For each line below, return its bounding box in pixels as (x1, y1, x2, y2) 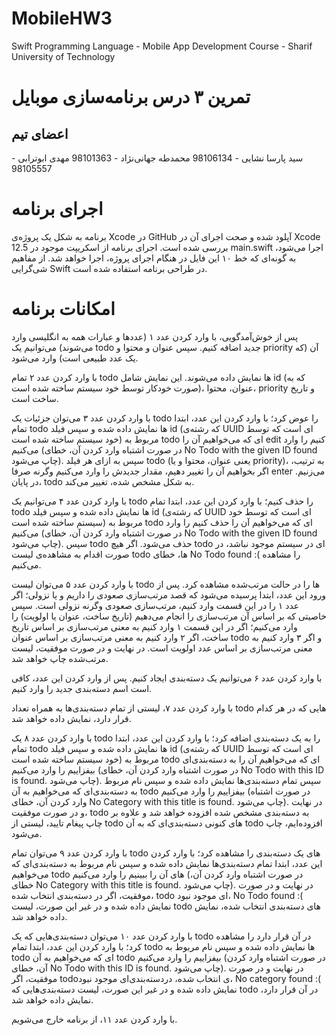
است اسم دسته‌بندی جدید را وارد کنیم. (11, 682, 153, 694)
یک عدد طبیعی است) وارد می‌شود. (11, 352, 139, 364)
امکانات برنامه (11, 298, 116, 321)
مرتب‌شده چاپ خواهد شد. (11, 652, 109, 664)
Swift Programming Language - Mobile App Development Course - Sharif (11, 40, 313, 52)
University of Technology (11, 50, 116, 62)
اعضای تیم (11, 125, 69, 142)
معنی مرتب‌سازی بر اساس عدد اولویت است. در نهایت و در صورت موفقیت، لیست (11, 642, 313, 654)
